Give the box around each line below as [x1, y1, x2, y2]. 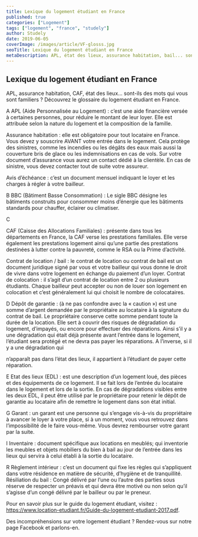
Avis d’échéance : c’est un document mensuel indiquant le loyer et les [6, 174, 175, 182]
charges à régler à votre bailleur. [6, 180, 85, 187]
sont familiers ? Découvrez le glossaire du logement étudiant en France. [6, 96, 181, 103]
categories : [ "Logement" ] [6, 19, 70, 25]
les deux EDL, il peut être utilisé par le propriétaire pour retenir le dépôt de [6, 392, 186, 399]
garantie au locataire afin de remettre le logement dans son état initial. [6, 398, 176, 406]
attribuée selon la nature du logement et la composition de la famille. [6, 120, 173, 127]
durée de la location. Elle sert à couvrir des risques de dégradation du [6, 319, 176, 326]
